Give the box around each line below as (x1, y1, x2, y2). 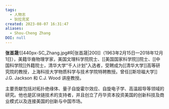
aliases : (5, 26, 24, 31)
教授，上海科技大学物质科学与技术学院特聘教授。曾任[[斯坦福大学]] (18, 68, 158, 74)
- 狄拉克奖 (10, 17, 30, 22)
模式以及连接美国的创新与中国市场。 (9, 98, 85, 104)
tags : (5, 7, 17, 13)
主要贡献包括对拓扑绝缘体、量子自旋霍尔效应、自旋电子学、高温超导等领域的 (5, 85, 164, 91)
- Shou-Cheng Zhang (10, 31, 51, 36)
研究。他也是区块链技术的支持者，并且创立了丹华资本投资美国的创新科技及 (5, 91, 160, 98)
